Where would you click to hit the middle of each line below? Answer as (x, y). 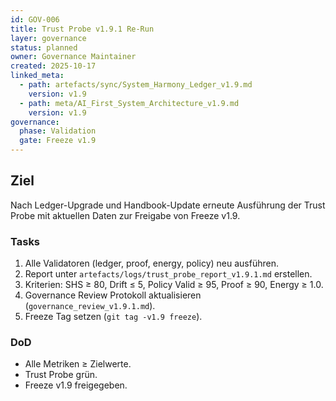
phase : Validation (58, 131)
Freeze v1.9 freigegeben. (76, 385)
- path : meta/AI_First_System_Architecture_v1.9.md (129, 103)
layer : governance (48, 38)
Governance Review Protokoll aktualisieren (113, 295)
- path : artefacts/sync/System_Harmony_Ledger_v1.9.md (136, 85)
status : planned (44, 47)
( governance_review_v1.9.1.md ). (90, 306)
